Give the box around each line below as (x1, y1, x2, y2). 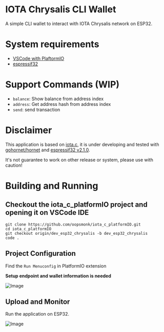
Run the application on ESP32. (5, 311, 69, 317)
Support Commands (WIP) (5, 79, 119, 91)
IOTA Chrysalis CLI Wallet (5, 4, 116, 15)
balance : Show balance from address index (12, 96, 104, 102)
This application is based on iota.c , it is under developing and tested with (5, 141, 159, 147)
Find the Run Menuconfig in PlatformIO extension (5, 262, 107, 269)
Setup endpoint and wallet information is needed (5, 273, 112, 279)
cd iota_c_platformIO (5, 226, 52, 231)
